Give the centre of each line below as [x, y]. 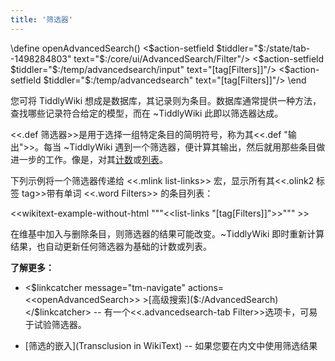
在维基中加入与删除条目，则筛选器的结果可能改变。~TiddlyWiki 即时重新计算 [167, 233]
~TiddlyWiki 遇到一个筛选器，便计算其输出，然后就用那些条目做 [194, 147]
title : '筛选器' [42, 19]
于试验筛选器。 [55, 324]
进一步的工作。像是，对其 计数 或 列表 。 [89, 159]
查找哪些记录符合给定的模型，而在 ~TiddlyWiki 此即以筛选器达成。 [147, 113]
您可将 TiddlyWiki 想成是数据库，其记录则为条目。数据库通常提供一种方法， [166, 100]
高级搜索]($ [175, 299]
